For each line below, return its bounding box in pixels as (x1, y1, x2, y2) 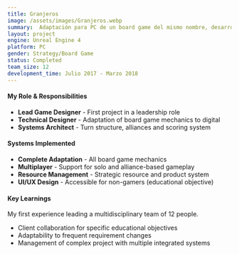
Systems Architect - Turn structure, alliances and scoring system (17, 122, 211, 132)
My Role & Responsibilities (7, 92, 87, 100)
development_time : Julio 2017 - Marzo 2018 (7, 70, 139, 77)
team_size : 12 (7, 63, 50, 70)
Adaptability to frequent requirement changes (17, 231, 152, 240)
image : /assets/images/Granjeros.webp (7, 17, 122, 24)
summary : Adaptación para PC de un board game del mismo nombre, (7, 23, 208, 31)
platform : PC (7, 43, 46, 51)
